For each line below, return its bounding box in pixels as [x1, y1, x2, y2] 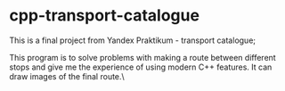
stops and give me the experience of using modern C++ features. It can [9, 62, 273, 72]
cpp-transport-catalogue [9, 5, 200, 26]
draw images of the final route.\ [9, 70, 125, 81]
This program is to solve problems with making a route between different [9, 52, 276, 62]
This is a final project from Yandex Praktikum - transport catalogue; [9, 35, 256, 45]
